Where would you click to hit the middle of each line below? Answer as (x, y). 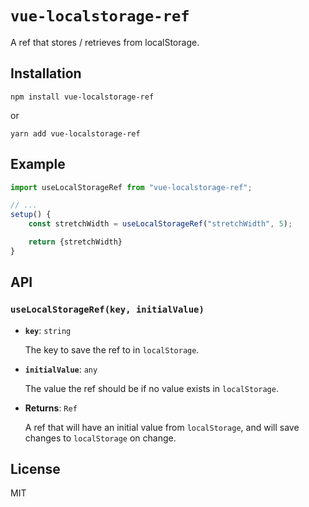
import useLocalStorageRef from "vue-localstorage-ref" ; (131, 187)
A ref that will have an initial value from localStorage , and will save (162, 427)
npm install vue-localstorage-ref (82, 97)
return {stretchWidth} (75, 242)
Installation (46, 73)
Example (38, 164)
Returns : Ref (51, 408)
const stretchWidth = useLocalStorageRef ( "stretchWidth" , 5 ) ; (160, 224)
